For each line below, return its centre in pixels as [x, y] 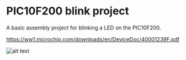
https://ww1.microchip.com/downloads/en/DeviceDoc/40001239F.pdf [93, 39]
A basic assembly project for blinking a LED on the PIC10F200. [84, 28]
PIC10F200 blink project [68, 11]
